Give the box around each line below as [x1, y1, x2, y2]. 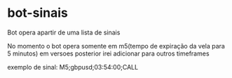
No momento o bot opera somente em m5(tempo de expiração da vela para [7, 41, 226, 50]
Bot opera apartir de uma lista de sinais [7, 28, 121, 37]
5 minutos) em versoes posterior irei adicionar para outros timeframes [7, 49, 210, 58]
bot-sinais [7, 5, 68, 21]
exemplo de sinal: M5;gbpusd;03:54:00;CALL [7, 63, 139, 71]
